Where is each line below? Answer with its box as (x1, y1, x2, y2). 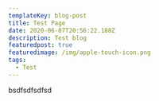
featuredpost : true (8, 41, 73, 49)
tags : (8, 56, 26, 64)
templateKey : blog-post (8, 11, 87, 20)
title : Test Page (8, 19, 66, 27)
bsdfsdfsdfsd (8, 85, 52, 95)
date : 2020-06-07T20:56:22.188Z (8, 26, 115, 34)
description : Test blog (8, 33, 87, 42)
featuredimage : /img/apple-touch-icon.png (8, 49, 151, 56)
